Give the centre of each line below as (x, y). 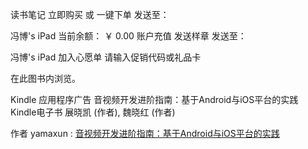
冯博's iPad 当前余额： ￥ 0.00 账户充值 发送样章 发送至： (128, 36)
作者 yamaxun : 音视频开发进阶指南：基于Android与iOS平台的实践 (145, 133)
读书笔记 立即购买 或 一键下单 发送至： (90, 14)
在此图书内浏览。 (45, 78)
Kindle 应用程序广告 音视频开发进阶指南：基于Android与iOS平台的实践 (154, 99)
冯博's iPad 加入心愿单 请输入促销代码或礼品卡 (106, 57)
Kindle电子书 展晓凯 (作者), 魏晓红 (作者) (93, 112)
